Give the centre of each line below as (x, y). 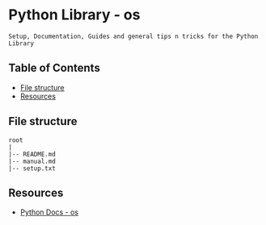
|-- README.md (32, 154)
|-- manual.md (32, 161)
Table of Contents (55, 68)
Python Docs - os (49, 212)
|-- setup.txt (32, 168)
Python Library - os (74, 15)
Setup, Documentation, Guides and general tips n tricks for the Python (133, 36)
